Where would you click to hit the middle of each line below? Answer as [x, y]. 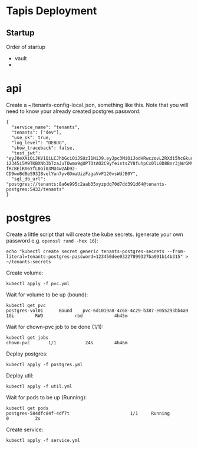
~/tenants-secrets [29, 261]
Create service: [25, 429]
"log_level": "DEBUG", [39, 143]
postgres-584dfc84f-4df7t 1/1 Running [88, 413]
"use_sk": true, [31, 137]
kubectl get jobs [27, 337]
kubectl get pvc [26, 305]
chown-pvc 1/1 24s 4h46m [67, 343]
